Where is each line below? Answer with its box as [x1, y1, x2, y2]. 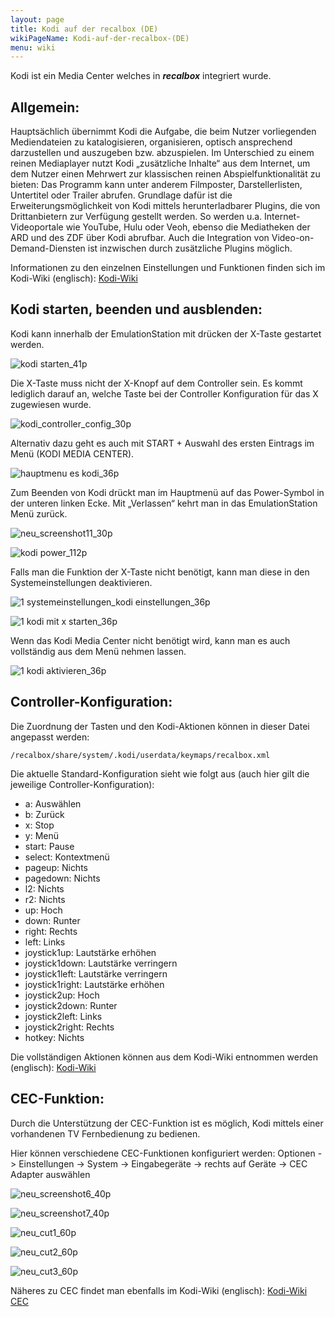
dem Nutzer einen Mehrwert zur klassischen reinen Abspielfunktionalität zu [10, 168, 321, 180]
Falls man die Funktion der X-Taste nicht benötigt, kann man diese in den [10, 566, 310, 578]
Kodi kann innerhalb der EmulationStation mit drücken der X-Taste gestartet [10, 327, 322, 340]
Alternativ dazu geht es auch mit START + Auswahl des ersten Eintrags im [10, 437, 315, 449]
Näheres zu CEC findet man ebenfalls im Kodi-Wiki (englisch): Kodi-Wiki [10, 1284, 308, 1296]
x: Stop [24, 819, 55, 831]
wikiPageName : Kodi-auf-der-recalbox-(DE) [10, 33, 190, 43]
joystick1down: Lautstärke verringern [24, 957, 178, 969]
